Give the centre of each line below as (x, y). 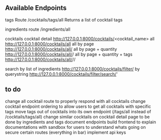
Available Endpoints (36, 8)
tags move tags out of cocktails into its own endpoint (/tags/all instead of (78, 111)
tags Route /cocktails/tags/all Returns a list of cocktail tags (64, 20)
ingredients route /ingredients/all (38, 29)
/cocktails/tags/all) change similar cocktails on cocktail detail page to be (77, 117)
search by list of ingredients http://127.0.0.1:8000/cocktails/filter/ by (72, 69)
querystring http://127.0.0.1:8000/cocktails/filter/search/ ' (62, 74)
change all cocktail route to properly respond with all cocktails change (75, 101)
